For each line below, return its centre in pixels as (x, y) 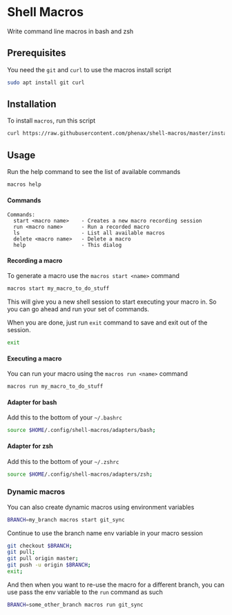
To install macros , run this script (51, 121)
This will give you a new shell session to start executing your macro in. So (112, 302)
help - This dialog (68, 245)
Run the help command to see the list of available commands (94, 172)
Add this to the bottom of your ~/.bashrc (65, 417)
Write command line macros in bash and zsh (70, 31)
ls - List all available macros (89, 233)
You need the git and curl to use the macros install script (89, 69)
